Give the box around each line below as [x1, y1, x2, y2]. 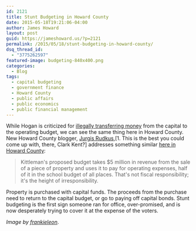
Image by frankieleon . [6, 219, 59, 226]
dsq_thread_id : [6, 47, 43, 53]
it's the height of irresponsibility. [20, 177, 99, 184]
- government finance [11, 85, 65, 91]
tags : [6, 74, 19, 80]
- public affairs [11, 95, 54, 101]
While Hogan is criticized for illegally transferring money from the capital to [6, 122, 188, 129]
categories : [6, 63, 35, 69]
